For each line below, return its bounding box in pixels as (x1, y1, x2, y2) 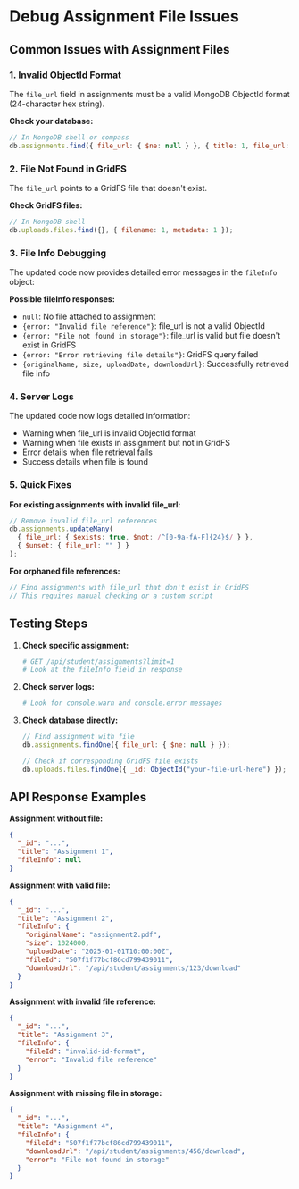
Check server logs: (21, 682, 96, 692)
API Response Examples (9, 790, 147, 805)
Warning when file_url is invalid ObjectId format (21, 428, 196, 439)
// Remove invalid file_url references (9, 516, 158, 525)
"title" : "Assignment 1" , (17, 847, 114, 857)
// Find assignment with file (21, 733, 136, 741)
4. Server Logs (9, 390, 74, 403)
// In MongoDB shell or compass (9, 132, 129, 142)
